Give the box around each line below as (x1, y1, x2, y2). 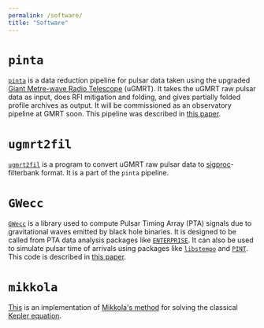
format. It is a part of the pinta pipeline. (40, 168, 169, 178)
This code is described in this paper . (8, 252, 126, 262)
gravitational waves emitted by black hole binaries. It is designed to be (8, 227, 236, 237)
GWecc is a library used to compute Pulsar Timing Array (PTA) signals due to (8, 219, 252, 228)
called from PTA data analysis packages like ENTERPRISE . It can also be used (8, 235, 254, 245)
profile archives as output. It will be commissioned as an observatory (8, 101, 232, 110)
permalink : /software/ (8, 11, 83, 20)
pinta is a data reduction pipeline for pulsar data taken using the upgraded (8, 76, 251, 85)
